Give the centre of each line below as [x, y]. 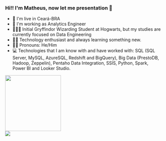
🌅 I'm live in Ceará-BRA [36, 19]
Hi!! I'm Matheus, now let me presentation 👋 [59, 8]
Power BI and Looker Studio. [41, 69]
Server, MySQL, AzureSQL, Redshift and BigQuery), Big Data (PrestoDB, [86, 58]
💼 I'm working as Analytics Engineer [49, 24]
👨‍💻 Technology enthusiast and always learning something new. [77, 40]
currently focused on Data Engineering [52, 35]
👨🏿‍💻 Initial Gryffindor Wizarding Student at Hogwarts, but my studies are [86, 29]
